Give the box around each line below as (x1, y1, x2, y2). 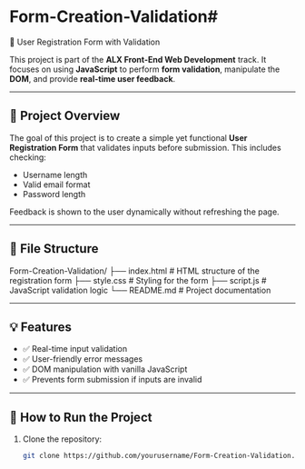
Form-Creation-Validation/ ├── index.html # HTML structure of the (9, 265, 261, 276)
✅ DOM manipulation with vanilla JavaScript (22, 364, 188, 374)
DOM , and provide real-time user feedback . (9, 73, 176, 84)
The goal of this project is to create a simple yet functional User (9, 132, 248, 143)
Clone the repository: (22, 434, 103, 444)
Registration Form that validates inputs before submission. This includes (9, 142, 281, 153)
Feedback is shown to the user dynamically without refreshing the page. (9, 206, 280, 217)
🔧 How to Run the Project (9, 409, 152, 424)
